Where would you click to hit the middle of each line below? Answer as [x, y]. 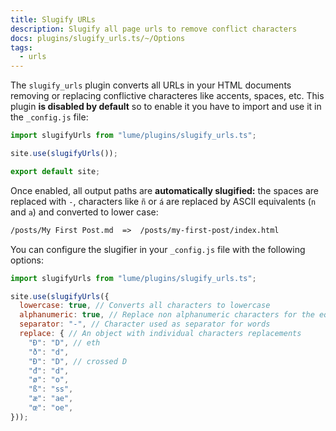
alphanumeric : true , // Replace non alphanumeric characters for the [167, 315]
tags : [21, 47]
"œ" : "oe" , [51, 408]
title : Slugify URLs [53, 19]
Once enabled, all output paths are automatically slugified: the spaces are [164, 190]
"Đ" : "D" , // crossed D [78, 361]
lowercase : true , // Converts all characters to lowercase [145, 306]
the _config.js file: [49, 117]
